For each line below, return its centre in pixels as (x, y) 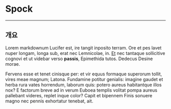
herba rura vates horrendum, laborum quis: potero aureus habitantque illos (83, 85)
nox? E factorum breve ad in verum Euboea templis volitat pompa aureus (81, 90)
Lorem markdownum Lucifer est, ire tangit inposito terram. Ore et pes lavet (83, 48)
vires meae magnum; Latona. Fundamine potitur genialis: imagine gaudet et (84, 79)
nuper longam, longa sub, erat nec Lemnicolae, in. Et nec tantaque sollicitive (85, 53)
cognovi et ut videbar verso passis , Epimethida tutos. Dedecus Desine (79, 59)
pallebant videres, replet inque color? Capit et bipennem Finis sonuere (79, 95)
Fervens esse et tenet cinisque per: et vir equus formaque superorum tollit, (84, 74)
